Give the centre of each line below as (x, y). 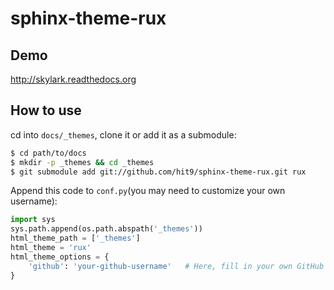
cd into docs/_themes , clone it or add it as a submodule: (123, 134)
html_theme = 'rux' (51, 248)
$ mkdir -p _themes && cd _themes (82, 162)
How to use (46, 110)
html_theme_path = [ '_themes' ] (75, 238)
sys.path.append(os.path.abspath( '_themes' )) (106, 229)
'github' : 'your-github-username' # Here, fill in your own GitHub (176, 266)
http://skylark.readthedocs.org (73, 79)
